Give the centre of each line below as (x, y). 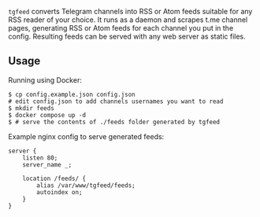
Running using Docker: (45, 80)
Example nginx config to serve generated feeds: (86, 136)
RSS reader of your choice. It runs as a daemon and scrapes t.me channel (128, 20)
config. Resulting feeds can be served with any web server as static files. (127, 36)
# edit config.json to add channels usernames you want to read (116, 101)
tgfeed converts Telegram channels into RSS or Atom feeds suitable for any (130, 11)
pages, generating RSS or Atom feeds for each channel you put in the (121, 28)
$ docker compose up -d (47, 115)
